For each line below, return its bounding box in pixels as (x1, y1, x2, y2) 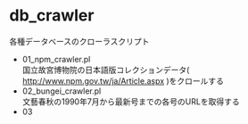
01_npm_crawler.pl (21, 54, 91, 64)
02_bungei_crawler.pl (21, 86, 102, 96)
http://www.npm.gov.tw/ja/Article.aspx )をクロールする (21, 75, 225, 86)
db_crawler (9, 5, 95, 26)
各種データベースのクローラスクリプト (9, 36, 150, 46)
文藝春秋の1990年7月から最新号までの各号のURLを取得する (21, 95, 240, 107)
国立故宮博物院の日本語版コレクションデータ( (21, 64, 190, 75)
